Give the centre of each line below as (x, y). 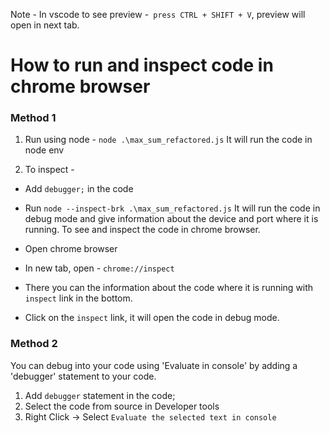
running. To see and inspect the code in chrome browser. (142, 230)
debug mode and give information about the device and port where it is (171, 219)
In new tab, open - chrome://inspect (99, 268)
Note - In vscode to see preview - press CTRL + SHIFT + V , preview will (158, 14)
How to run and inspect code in (142, 65)
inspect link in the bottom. (78, 298)
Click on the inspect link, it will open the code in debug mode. (152, 318)
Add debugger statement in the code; (100, 395)
